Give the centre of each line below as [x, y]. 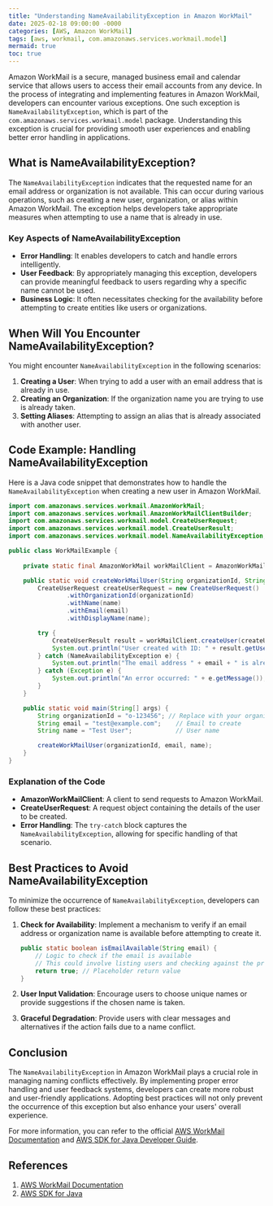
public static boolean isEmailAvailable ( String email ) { [119, 948]
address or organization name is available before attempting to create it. [141, 934]
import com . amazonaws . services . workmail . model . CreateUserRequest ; [123, 521]
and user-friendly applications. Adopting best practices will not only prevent [136, 1098]
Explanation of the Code [57, 782]
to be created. [43, 816]
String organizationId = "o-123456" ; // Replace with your [140, 716]
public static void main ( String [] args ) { [96, 708]
